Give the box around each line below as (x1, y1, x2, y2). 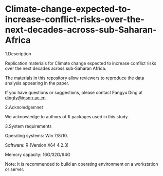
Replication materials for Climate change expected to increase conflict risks (5, 60, 157, 66)
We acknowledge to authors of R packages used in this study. (5, 113, 129, 119)
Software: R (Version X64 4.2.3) (5, 142, 69, 148)
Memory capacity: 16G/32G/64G (5, 152, 71, 157)
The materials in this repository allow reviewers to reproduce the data (5, 75, 145, 81)
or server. (5, 166, 24, 172)
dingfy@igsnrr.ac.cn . (5, 94, 47, 101)
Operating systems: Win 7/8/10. (5, 132, 68, 138)
